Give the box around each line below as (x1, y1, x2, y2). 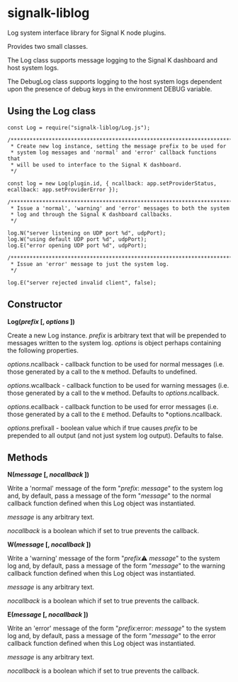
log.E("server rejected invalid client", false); (7, 279, 157, 286)
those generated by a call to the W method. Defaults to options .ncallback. (7, 388, 220, 397)
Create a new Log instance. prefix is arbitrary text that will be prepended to (7, 331, 227, 340)
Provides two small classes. (7, 42, 89, 50)
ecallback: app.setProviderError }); (7, 186, 119, 193)
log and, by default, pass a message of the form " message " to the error (7, 632, 216, 640)
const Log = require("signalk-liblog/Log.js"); (7, 124, 151, 131)
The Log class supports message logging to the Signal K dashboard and (7, 55, 218, 65)
